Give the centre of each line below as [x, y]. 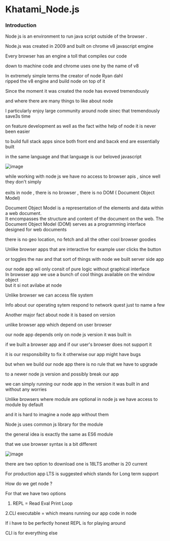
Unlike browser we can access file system [49, 295]
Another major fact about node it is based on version [60, 315]
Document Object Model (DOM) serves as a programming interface [76, 224]
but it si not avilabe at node [33, 285]
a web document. [24, 213]
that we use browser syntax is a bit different [51, 444]
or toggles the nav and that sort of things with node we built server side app [84, 259]
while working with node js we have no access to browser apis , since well [83, 176]
